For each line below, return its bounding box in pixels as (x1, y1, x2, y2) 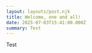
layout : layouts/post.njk (6, 8, 70, 15)
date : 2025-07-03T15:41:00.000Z (6, 19, 86, 25)
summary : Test (6, 25, 42, 31)
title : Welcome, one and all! (6, 14, 81, 20)
